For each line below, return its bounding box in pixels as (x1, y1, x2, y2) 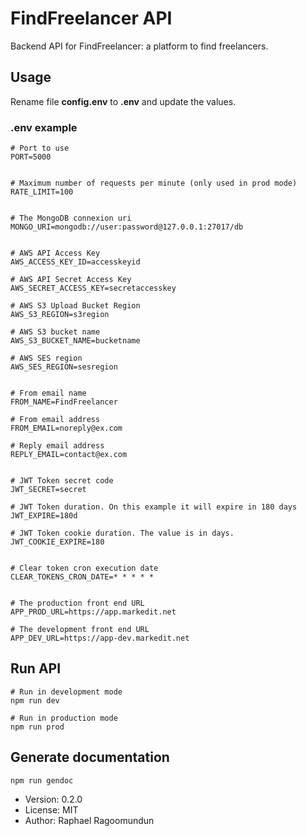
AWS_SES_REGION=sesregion (10, 362, 118, 372)
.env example (10, 120, 78, 134)
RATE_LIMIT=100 (10, 187, 74, 197)
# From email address (10, 415, 101, 425)
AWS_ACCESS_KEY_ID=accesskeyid (10, 257, 141, 267)
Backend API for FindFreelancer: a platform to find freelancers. (10, 40, 269, 52)
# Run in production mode (10, 713, 118, 723)
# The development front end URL (10, 625, 150, 635)
